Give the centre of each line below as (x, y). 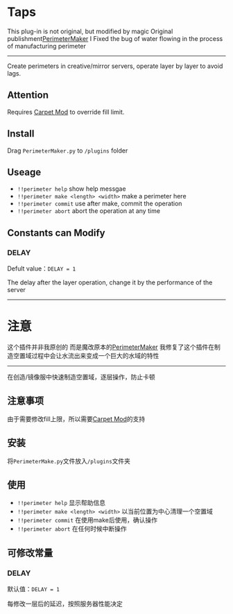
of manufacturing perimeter (47, 46)
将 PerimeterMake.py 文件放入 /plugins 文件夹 (69, 461)
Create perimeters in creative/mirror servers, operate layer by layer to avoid (115, 66)
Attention (28, 95)
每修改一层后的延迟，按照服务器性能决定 (65, 604)
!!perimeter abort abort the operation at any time (89, 211)
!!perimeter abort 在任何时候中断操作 (72, 529)
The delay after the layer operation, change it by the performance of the (110, 282)
